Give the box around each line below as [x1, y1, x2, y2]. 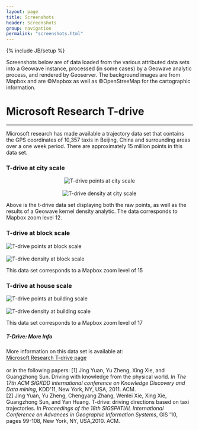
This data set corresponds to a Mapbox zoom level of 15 [6, 266, 143, 274]
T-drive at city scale [6, 164, 65, 172]
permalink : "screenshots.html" [6, 31, 84, 37]
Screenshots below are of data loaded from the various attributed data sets [6, 59, 190, 66]
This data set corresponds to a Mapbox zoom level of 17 [6, 319, 143, 326]
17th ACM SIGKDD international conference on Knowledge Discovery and [6, 379, 185, 387]
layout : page [6, 8, 38, 15]
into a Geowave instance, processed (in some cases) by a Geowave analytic [6, 65, 192, 72]
